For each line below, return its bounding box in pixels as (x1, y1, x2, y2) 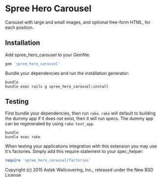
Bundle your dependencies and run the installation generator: (5, 70, 129, 76)
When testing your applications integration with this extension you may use (5, 143, 157, 149)
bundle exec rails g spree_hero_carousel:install (5, 84, 109, 89)
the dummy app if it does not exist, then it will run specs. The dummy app (5, 116, 154, 121)
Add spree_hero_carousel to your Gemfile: (5, 52, 91, 58)
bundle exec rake (5, 135, 41, 140)
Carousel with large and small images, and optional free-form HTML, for (5, 19, 151, 25)
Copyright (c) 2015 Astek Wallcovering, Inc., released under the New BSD (5, 167, 154, 173)
